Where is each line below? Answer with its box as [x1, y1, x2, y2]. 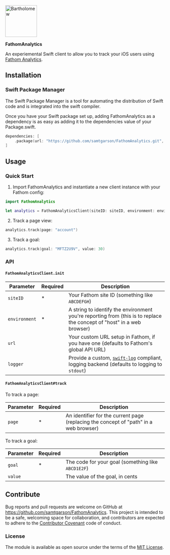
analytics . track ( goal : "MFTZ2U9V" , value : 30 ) [5, 246, 105, 251]
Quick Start [5, 172, 34, 179]
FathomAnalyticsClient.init [5, 271, 65, 276]
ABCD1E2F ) [65, 465, 89, 472]
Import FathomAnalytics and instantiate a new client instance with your [12, 184, 160, 190]
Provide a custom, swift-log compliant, [68, 354, 162, 361]
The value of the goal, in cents [65, 473, 138, 480]
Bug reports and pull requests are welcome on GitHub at [5, 504, 123, 510]
